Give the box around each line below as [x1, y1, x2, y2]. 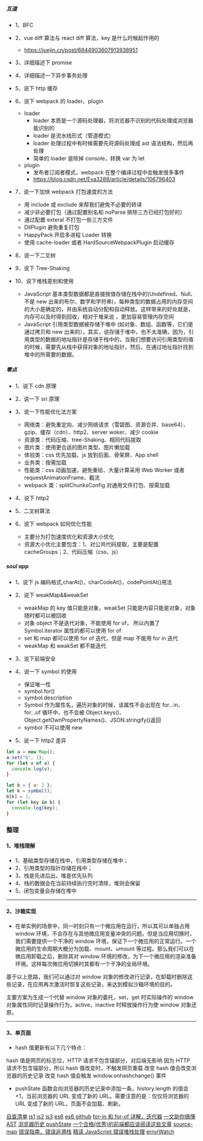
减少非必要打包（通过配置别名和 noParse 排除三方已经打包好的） [24, 208, 185, 216]
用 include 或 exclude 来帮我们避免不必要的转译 [24, 201, 142, 208]
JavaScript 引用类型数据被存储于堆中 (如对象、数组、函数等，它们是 [24, 321, 193, 328]
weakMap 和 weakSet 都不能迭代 [24, 642, 107, 649]
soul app [6, 562, 29, 570]
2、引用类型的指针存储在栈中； [14, 864, 93, 871]
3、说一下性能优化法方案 [14, 408, 77, 415]
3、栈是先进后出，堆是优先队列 [14, 872, 93, 879]
